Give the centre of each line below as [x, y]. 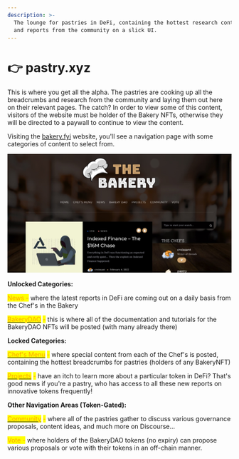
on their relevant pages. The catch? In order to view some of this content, [115, 108]
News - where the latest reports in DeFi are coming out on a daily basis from [119, 298]
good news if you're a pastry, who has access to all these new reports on [115, 383]
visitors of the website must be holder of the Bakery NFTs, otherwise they [115, 115]
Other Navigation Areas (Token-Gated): [67, 405]
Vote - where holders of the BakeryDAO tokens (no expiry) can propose [112, 440]
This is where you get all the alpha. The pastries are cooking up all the [110, 92]
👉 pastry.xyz [49, 67]
